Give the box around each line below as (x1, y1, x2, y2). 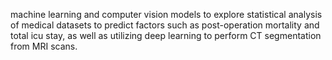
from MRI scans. (10, 40, 78, 52)
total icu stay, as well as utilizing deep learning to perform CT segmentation (10, 30, 322, 41)
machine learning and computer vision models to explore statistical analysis (10, 9, 323, 20)
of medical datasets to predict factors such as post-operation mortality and (10, 19, 320, 31)
